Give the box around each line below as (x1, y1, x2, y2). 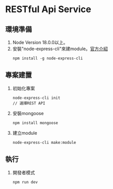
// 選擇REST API (12, 100, 45, 106)
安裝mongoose (12, 110, 44, 116)
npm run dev (12, 179, 38, 184)
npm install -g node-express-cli (12, 56, 83, 61)
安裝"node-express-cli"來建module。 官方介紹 (12, 46, 108, 52)
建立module (12, 130, 37, 136)
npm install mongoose (12, 120, 58, 125)
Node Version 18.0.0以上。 (12, 40, 68, 45)
